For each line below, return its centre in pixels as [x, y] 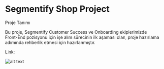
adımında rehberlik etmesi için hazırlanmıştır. [50, 42]
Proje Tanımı [18, 23]
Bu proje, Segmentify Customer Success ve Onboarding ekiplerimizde [76, 32]
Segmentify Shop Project [57, 9]
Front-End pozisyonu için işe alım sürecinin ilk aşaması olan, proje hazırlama [82, 37]
